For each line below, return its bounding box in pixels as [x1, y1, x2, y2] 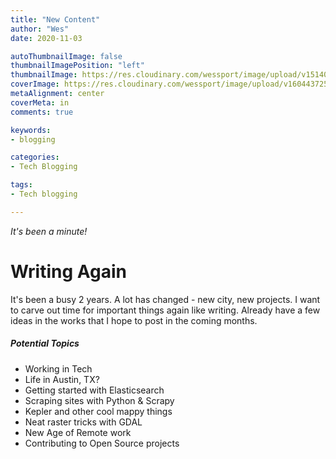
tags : [10, 180, 33, 190]
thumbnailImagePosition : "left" [10, 61, 145, 71]
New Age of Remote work [24, 426, 132, 438]
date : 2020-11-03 [10, 33, 83, 43]
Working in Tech [24, 362, 93, 375]
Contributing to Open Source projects [24, 437, 180, 449]
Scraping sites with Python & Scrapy [24, 394, 175, 406]
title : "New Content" [10, 14, 101, 25]
